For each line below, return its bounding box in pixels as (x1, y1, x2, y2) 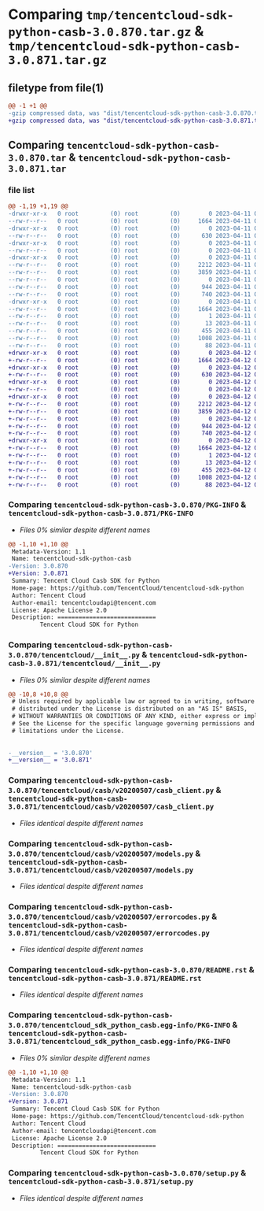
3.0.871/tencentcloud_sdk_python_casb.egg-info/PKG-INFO (8, 1037, 231, 1046)
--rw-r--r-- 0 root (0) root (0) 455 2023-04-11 (8, 327, 251, 335)
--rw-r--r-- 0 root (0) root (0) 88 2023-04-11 (8, 341, 251, 350)
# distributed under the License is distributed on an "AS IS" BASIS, (11, 705, 247, 713)
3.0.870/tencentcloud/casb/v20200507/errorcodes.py (8, 912, 211, 921)
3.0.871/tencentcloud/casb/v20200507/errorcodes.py (8, 928, 211, 938)
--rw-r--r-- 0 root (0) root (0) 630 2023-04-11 (8, 231, 251, 239)
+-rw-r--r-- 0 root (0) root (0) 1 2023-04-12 (8, 451, 251, 460)
